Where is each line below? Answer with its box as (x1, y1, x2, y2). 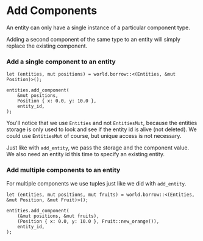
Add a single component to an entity (6, 57, 116, 66)
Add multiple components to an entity (6, 166, 121, 174)
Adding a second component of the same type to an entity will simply (6, 35, 181, 43)
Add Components (6, 4, 98, 18)
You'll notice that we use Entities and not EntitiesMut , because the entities (6, 120, 198, 127)
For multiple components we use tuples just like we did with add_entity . (6, 179, 187, 187)
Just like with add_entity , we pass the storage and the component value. (6, 144, 190, 151)
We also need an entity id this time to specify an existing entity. (6, 151, 165, 158)
